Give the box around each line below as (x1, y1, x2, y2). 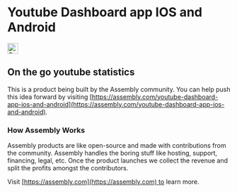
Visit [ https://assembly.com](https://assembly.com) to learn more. (7, 177, 200, 186)
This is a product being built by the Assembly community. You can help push (7, 85, 231, 93)
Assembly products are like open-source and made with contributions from (7, 141, 226, 150)
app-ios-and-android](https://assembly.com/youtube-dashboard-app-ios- (7, 100, 225, 108)
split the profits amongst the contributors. (7, 164, 129, 172)
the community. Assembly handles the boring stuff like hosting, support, (7, 149, 218, 158)
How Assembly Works (7, 125, 86, 135)
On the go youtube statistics (7, 66, 135, 78)
